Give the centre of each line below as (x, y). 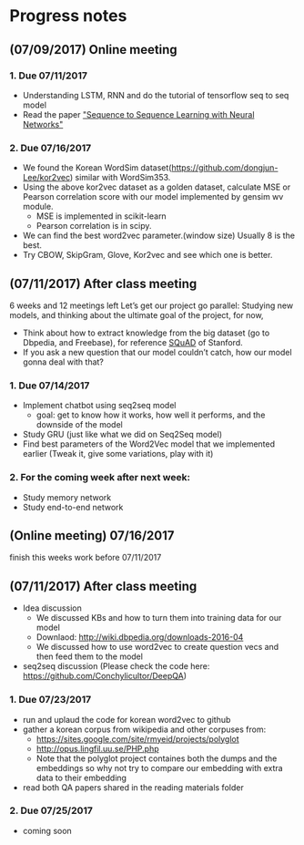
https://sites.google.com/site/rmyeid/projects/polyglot (137, 738)
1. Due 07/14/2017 (50, 386)
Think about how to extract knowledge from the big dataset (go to (146, 333)
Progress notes (68, 16)
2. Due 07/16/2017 (51, 148)
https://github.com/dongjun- (225, 168)
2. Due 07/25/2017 (51, 810)
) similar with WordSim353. (120, 178)
